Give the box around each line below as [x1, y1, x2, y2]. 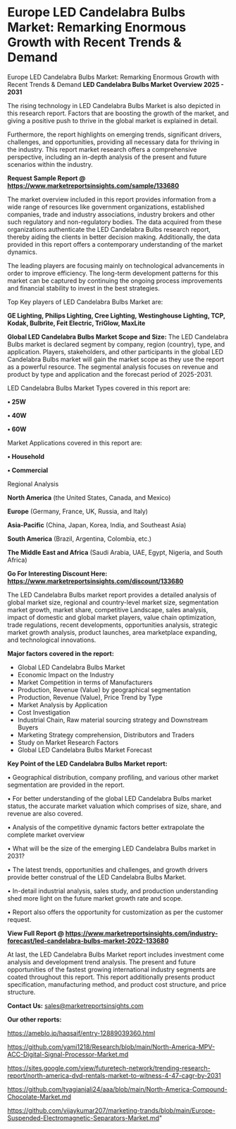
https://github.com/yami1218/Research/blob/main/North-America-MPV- [7, 1042, 216, 1051]
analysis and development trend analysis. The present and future [7, 957, 196, 966]
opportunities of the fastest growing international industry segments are [7, 965, 216, 973]
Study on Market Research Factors [17, 738, 118, 747]
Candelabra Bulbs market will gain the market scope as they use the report [7, 355, 224, 363]
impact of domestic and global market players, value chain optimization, [7, 613, 216, 621]
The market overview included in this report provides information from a [7, 195, 216, 204]
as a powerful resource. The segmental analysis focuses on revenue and [7, 362, 218, 371]
